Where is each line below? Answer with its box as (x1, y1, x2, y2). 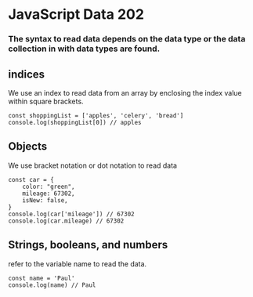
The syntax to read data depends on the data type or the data (8, 34, 246, 45)
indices (8, 67, 45, 81)
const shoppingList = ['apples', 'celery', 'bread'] (8, 111, 184, 119)
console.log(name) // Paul (8, 281, 96, 289)
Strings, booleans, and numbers (8, 238, 168, 252)
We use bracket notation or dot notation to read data (8, 161, 178, 170)
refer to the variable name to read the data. (8, 259, 147, 268)
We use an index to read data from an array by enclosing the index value (8, 88, 243, 97)
